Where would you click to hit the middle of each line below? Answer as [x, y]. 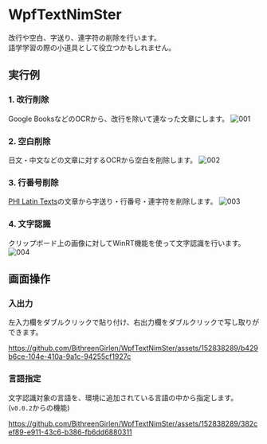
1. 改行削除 [29, 99]
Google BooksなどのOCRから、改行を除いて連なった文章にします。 [119, 119]
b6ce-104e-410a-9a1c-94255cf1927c [70, 356]
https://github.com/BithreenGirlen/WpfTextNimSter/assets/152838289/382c [133, 423]
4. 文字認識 [29, 224]
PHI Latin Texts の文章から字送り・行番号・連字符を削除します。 [113, 201]
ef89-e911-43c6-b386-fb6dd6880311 [71, 432]
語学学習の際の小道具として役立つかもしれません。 [92, 47]
